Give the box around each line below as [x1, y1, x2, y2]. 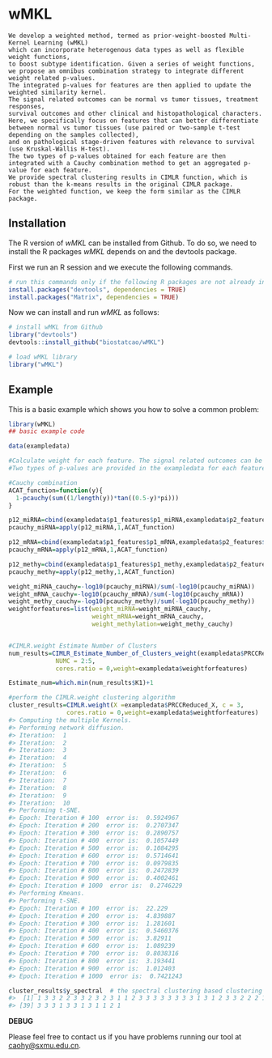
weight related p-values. [8, 74, 96, 82]
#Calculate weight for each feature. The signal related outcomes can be [8, 457, 263, 465]
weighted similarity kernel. [8, 88, 107, 96]
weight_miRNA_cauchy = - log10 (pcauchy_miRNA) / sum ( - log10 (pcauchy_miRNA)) [8, 582, 255, 591]
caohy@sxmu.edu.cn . [8, 1041, 81, 1051]
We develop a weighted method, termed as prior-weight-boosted [8, 32, 227, 40]
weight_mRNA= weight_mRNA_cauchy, [91, 613, 205, 621]
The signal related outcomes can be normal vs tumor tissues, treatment [8, 95, 259, 104]
